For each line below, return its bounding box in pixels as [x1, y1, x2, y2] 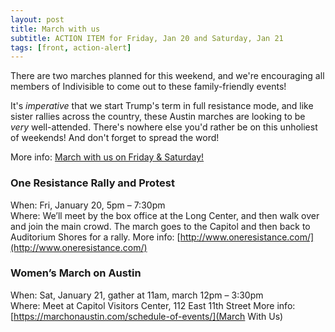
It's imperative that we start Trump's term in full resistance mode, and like [10, 100, 314, 112]
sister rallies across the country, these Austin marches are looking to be [10, 111, 306, 123]
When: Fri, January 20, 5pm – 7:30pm [10, 199, 166, 211]
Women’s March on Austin [10, 266, 142, 280]
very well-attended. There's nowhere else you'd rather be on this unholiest [10, 121, 318, 133]
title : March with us [10, 24, 101, 34]
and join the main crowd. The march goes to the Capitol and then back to [10, 220, 311, 232]
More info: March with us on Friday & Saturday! [10, 151, 205, 163]
